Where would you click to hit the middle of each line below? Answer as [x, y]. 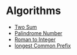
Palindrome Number [38, 33]
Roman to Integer [35, 39]
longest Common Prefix [43, 46]
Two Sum [26, 27]
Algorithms [34, 11]
